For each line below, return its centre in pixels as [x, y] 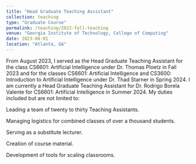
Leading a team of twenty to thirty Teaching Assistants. [73, 110]
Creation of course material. [40, 143]
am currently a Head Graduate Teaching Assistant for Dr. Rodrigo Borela [93, 86]
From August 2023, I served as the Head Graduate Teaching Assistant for [94, 61]
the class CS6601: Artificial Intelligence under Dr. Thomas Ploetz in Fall [91, 67]
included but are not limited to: [43, 98]
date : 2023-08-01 [27, 39]
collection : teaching [32, 17]
